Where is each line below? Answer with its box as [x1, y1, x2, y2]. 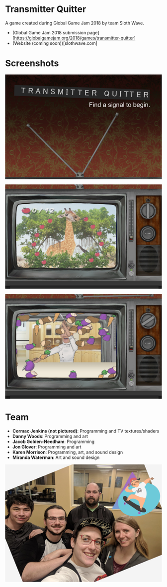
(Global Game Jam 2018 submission [12, 29, 86, 35]
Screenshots [5, 58, 59, 69]
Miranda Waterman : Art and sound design [12, 454, 100, 460]
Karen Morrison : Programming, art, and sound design [12, 449, 123, 455]
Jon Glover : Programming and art [12, 443, 82, 449]
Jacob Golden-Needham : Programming [12, 439, 95, 444]
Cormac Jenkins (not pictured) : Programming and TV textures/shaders [12, 428, 160, 434]
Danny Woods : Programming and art [12, 433, 88, 439]
